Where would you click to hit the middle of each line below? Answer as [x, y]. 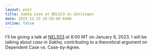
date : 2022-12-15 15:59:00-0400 [38, 18]
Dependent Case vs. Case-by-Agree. [43, 47]
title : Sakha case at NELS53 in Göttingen [49, 14]
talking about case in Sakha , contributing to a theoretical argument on [76, 42]
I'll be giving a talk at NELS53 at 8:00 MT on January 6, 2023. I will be [76, 37]
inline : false [20, 23]
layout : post [19, 9]
